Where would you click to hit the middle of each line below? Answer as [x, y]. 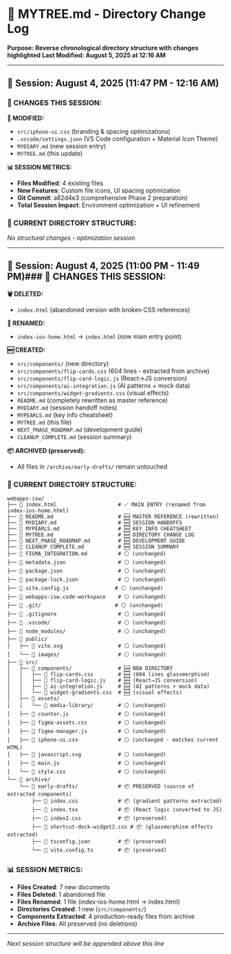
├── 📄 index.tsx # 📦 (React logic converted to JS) [127, 810]
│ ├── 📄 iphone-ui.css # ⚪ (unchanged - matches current [113, 740]
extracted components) [40, 794]
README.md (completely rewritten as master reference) [92, 400]
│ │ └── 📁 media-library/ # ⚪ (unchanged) [87, 706]
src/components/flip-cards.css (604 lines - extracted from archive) [113, 371]
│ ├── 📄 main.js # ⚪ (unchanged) [87, 763]
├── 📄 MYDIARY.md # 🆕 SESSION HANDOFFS [95, 523]
